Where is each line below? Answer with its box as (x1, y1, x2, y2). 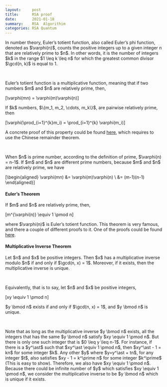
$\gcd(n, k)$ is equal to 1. (5, 61, 58, 67)
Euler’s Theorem (5, 191, 40, 197)
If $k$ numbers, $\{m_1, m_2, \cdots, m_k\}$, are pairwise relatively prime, (5, 105, 158, 111)
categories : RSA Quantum (5, 26, 57, 31)
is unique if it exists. (5, 376, 46, 382)
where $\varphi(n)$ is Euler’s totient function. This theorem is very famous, (5, 221, 160, 227)
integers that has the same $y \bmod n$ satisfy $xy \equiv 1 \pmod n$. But (5, 334, 159, 340)
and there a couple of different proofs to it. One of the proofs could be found (5, 226, 163, 232)
